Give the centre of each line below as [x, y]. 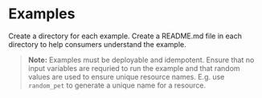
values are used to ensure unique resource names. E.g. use [126, 76]
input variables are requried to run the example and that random [134, 68]
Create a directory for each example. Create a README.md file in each [125, 36]
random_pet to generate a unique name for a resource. [117, 85]
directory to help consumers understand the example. [97, 44]
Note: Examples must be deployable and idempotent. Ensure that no [141, 60]
